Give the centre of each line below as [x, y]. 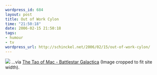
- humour [14, 38]
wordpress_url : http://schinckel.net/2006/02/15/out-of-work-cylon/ [78, 47]
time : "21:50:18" [23, 24]
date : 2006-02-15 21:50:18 [33, 28]
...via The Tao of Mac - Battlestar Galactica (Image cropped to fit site [82, 62]
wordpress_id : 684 [24, 10]
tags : [11, 33]
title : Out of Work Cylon [32, 19]
